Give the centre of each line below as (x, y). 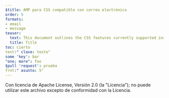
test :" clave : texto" (28, 52)
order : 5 (14, 15)
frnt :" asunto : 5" (24, 71)
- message (16, 29)
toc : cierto (18, 47)
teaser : (13, 33)
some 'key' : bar (22, 57)
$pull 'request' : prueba (31, 66)
